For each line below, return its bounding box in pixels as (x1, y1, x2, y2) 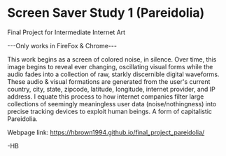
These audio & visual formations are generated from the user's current (7, 77, 211, 85)
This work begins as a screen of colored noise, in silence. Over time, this (7, 55, 217, 64)
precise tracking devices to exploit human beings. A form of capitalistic (7, 107, 212, 115)
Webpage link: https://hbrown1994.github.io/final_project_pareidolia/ (7, 128, 205, 136)
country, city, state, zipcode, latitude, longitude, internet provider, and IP (7, 85, 216, 93)
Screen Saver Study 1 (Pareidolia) (7, 5, 205, 21)
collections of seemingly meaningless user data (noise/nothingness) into (7, 99, 217, 108)
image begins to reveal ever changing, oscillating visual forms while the (7, 62, 213, 71)
